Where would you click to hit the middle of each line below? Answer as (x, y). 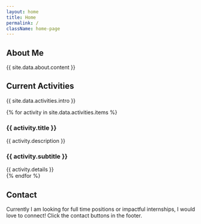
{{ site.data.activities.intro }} (41, 100)
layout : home (22, 12)
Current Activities (40, 86)
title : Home (21, 17)
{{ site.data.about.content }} (41, 67)
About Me (25, 53)
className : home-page (33, 29)
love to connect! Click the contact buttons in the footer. (74, 216)
